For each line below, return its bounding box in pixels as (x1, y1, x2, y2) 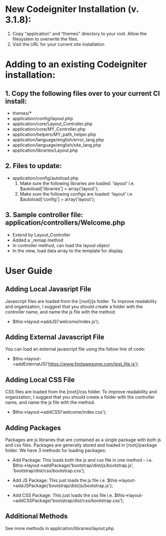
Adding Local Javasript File (5, 285, 91, 293)
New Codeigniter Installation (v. (5, 3, 139, 15)
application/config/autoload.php (12, 175, 79, 181)
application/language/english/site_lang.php (12, 142, 101, 148)
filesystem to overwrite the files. (12, 36, 79, 42)
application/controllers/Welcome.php (5, 219, 126, 227)
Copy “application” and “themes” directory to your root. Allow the (12, 30, 147, 36)
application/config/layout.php (12, 115, 73, 121)
